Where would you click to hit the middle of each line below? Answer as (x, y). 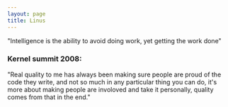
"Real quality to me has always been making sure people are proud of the (114, 74)
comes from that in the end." (49, 97)
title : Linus (27, 21)
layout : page (27, 14)
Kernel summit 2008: (45, 59)
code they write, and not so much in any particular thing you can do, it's (112, 81)
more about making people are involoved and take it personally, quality (110, 89)
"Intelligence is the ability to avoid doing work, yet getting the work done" (114, 40)
